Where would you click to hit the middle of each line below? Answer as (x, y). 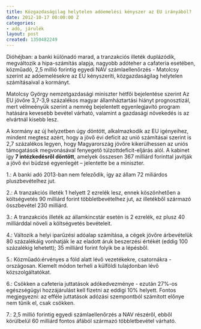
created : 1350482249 (32, 40)
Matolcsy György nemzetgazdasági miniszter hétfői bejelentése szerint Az (98, 94)
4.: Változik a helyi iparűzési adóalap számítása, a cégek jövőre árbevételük (100, 235)
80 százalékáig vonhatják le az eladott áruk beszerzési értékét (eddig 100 (97, 241)
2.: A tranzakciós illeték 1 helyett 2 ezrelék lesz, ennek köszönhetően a (93, 192)
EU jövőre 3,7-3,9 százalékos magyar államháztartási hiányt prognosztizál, (98, 100)
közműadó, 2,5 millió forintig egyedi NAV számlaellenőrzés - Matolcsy (93, 69)
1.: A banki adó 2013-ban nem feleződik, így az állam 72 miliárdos (87, 174)
